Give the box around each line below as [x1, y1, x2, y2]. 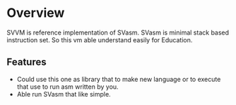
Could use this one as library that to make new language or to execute [16, 75, 221, 83]
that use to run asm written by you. [16, 82, 119, 91]
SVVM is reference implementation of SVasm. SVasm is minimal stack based [6, 28, 230, 37]
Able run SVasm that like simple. [16, 89, 111, 98]
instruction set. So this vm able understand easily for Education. [6, 35, 193, 44]
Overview [6, 5, 65, 21]
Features [6, 56, 47, 68]
